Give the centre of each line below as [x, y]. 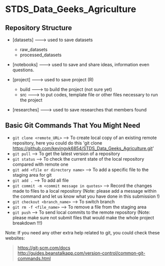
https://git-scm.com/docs [44, 247]
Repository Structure [39, 28]
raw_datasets [33, 49]
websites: [15, 238]
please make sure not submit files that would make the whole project [83, 217]
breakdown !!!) [27, 223]
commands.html [34, 258]
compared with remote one [40, 164]
